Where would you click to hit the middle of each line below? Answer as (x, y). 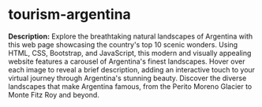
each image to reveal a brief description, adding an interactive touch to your (131, 69)
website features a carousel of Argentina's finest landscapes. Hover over (127, 61)
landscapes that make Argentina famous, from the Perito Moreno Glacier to (130, 86)
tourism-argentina (70, 15)
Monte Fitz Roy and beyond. (54, 94)
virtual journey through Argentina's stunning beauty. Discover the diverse (127, 78)
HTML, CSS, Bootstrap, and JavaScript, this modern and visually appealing (130, 53)
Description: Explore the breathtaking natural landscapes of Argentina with (131, 36)
